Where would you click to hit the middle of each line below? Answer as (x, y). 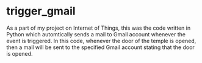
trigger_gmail (41, 11)
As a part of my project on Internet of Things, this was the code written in (99, 28)
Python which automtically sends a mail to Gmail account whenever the (96, 34)
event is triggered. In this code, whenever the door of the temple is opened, (101, 41)
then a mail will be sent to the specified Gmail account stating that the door (101, 47)
